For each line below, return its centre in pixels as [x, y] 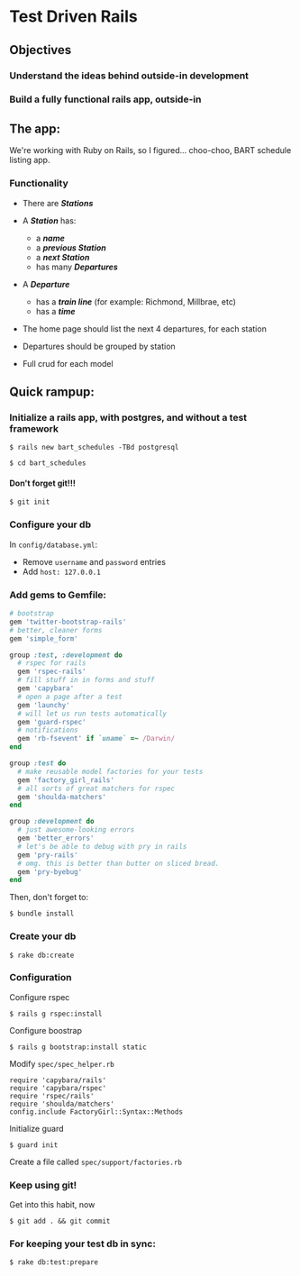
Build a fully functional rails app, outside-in [105, 99]
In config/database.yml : [54, 544]
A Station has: [49, 220]
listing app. [30, 160]
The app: [35, 128]
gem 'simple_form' [44, 638]
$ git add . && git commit [60, 1221]
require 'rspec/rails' [52, 1096]
